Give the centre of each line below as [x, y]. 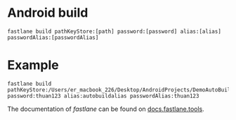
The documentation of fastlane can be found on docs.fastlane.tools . [106, 109]
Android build [48, 13]
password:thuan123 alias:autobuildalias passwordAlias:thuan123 [103, 96]
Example [33, 65]
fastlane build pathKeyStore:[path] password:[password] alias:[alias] [114, 31]
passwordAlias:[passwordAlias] [53, 37]
